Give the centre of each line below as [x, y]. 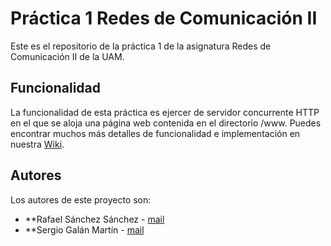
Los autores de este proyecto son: [81, 199]
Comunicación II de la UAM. [67, 56]
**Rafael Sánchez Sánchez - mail [94, 219]
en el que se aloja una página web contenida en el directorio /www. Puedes [166, 123]
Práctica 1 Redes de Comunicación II [164, 18]
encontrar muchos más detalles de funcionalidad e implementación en [155, 133]
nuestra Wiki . [37, 144]
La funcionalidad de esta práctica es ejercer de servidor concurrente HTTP [165, 112]
